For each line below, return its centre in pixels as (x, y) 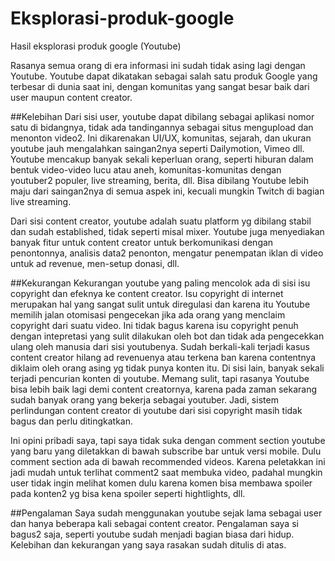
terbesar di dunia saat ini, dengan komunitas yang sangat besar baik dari (160, 86)
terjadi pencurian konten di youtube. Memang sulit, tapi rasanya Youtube (160, 378)
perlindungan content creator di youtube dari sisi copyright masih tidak (156, 410)
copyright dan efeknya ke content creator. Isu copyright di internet (147, 293)
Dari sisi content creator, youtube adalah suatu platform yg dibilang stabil (161, 221)
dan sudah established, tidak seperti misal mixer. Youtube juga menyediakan (167, 231)
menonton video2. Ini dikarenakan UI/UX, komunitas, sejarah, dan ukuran (161, 138)
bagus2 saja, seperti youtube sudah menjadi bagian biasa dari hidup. (152, 534)
